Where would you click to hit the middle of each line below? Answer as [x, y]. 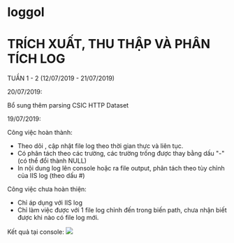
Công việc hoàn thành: [40, 133]
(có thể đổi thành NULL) [52, 161]
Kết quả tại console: [36, 232]
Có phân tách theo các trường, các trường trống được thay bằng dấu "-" [121, 154]
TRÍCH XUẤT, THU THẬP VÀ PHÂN [109, 44]
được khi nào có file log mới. [58, 218]
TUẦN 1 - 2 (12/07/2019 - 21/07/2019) [61, 78]
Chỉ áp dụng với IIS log [50, 202]
